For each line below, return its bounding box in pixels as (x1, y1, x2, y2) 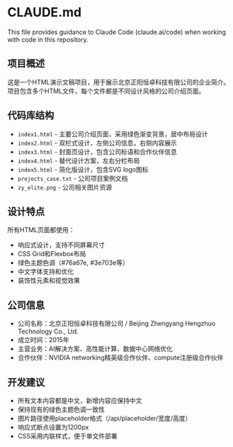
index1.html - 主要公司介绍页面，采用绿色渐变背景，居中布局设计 (17, 129, 208, 138)
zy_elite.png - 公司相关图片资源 (17, 182, 113, 192)
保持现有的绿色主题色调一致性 (17, 405, 105, 414)
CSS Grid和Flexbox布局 (17, 250, 86, 258)
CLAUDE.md (7, 4, 82, 21)
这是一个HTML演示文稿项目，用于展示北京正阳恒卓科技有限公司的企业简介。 (7, 77, 230, 86)
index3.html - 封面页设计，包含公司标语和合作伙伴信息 (17, 147, 177, 156)
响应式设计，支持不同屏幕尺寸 (17, 241, 105, 249)
